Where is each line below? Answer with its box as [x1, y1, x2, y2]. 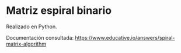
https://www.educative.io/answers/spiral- [75, 34, 175, 41]
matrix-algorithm [6, 40, 47, 47]
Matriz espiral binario [6, 4, 112, 17]
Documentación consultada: [6, 34, 74, 41]
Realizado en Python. [6, 23, 57, 30]
